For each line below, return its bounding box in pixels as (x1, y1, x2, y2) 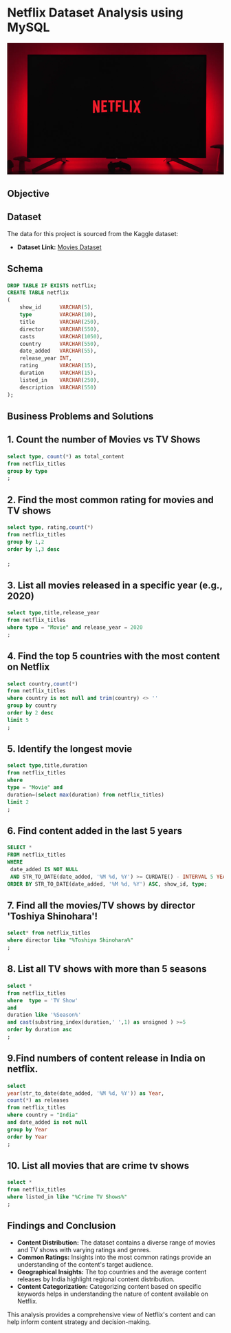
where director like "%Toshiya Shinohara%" (7, 937, 134, 944)
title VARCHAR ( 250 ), (19, 318, 100, 325)
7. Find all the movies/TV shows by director (7, 899, 196, 912)
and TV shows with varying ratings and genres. (16, 1245, 151, 1254)
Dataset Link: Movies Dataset (16, 243, 102, 251)
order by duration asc (7, 1026, 72, 1033)
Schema (7, 263, 43, 275)
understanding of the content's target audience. (16, 1260, 153, 1268)
